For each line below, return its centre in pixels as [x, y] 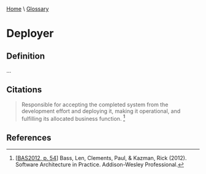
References [29, 138]
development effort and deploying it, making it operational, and [101, 111]
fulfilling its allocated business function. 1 [73, 118]
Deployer [30, 34]
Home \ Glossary [28, 9]
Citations [24, 90]
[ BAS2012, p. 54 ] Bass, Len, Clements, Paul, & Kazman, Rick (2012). [101, 158]
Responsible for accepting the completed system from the [95, 104]
